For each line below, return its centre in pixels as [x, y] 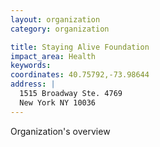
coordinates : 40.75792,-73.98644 [80, 75]
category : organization [60, 29]
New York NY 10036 [58, 102]
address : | [33, 84]
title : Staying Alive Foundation [80, 47]
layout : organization [55, 19]
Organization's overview [60, 131]
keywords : [31, 66]
